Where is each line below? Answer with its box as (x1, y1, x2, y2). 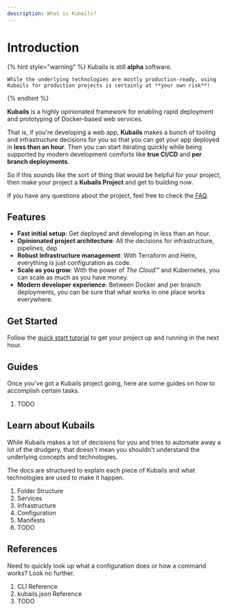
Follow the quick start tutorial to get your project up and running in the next (7, 333, 220, 342)
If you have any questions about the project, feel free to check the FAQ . (7, 191, 209, 200)
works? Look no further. (7, 569, 75, 577)
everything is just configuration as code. (16, 259, 132, 267)
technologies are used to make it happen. (7, 473, 125, 481)
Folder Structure (16, 486, 64, 495)
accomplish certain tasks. (7, 386, 80, 395)
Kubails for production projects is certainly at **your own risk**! (7, 82, 211, 89)
